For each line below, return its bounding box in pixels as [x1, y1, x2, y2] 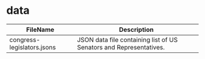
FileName [26, 25, 55, 34]
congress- [9, 36, 41, 44]
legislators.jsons [9, 43, 56, 51]
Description [118, 25, 154, 34]
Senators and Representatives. [77, 43, 165, 51]
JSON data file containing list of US [77, 36, 178, 44]
